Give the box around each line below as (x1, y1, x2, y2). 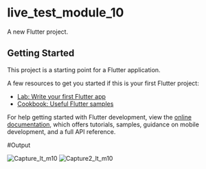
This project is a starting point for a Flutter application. (7, 65, 161, 74)
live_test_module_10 (7, 5, 124, 21)
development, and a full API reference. (7, 127, 116, 135)
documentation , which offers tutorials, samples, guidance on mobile (7, 120, 199, 128)
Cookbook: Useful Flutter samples (16, 100, 114, 108)
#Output (7, 141, 31, 149)
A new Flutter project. (7, 27, 69, 36)
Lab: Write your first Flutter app (16, 92, 106, 100)
